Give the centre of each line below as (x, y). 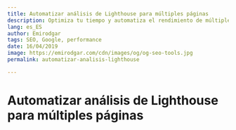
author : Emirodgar (34, 33)
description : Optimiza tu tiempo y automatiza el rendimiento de (105, 20)
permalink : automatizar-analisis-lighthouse (73, 60)
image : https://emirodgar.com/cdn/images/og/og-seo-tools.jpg (100, 53)
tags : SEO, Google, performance (54, 40)
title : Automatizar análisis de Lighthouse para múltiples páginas (108, 14)
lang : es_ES (25, 27)
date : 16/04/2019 (33, 46)
